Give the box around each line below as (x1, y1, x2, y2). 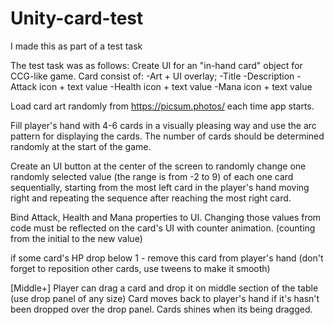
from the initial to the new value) (10, 232, 143, 244)
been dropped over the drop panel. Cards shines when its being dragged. (10, 303, 313, 315)
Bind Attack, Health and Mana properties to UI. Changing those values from (10, 211, 322, 223)
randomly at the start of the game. (10, 140, 152, 152)
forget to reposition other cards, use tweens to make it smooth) (10, 262, 271, 274)
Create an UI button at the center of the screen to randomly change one (10, 160, 307, 172)
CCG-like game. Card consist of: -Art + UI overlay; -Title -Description (10, 70, 295, 82)
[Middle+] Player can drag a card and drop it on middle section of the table (10, 282, 319, 294)
